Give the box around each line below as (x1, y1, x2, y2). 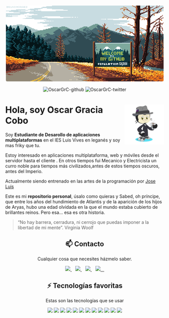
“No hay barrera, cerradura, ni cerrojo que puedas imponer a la (17, 219, 149, 225)
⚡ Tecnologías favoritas (47, 282, 123, 290)
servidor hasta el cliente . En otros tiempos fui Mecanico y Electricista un (5, 157, 157, 163)
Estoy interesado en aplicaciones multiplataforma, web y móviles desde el (5, 152, 159, 158)
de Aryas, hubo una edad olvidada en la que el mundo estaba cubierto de (5, 204, 158, 210)
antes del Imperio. (5, 168, 43, 174)
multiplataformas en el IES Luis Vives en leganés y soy (5, 137, 121, 143)
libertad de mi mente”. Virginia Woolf (17, 224, 94, 231)
